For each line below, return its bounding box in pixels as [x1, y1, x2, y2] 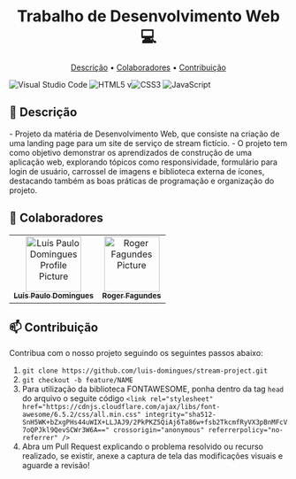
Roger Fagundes [102, 290, 162, 301]
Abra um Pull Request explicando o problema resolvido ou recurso [21, 441, 263, 452]
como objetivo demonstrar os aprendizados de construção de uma [9, 147, 253, 158]
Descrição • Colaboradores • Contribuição [70, 62, 227, 73]
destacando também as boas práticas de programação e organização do [9, 175, 275, 186]
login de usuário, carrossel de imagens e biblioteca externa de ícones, [9, 166, 265, 176]
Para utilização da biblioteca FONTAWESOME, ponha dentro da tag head [21, 383, 285, 395]
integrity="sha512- [144, 410, 216, 420]
